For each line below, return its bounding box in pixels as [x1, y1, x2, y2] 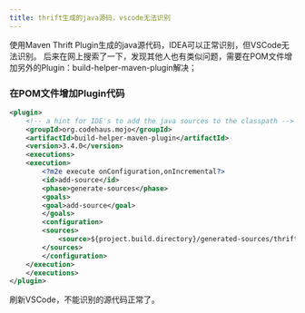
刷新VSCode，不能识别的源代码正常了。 [9, 294, 160, 305]
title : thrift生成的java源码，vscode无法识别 [9, 13, 171, 23]
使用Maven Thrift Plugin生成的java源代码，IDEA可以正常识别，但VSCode [9, 39, 282, 50]
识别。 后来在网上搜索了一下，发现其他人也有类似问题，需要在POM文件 [16, 51, 285, 62]
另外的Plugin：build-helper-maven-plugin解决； [16, 62, 198, 73]
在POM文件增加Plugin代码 [9, 87, 125, 100]
